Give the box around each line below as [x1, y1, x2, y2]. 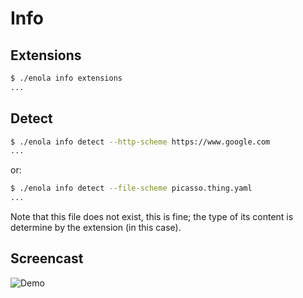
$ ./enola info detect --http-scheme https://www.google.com [10, 137, 271, 147]
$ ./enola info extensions [10, 73, 123, 83]
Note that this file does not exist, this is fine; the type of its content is [10, 211, 294, 223]
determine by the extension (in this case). [10, 222, 182, 234]
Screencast [10, 250, 84, 267]
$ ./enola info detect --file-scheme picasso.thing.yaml [10, 183, 253, 194]
